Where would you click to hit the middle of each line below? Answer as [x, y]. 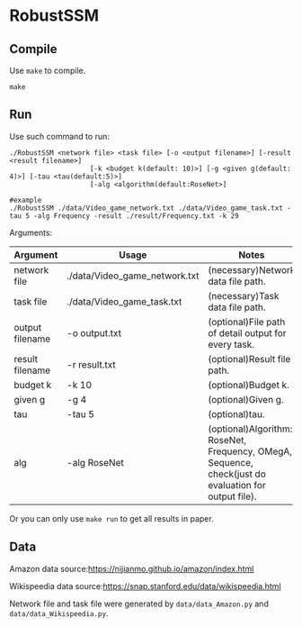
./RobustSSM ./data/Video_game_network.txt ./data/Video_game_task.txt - [151, 208]
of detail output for [247, 332]
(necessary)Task [244, 295]
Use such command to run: [59, 136]
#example [26, 200]
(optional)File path [247, 322]
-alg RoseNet [95, 462]
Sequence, [231, 462]
